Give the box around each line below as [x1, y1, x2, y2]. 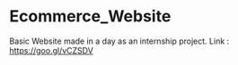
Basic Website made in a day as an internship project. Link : [9, 36, 230, 46]
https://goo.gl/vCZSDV [9, 45, 94, 55]
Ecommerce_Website [9, 6, 172, 27]
